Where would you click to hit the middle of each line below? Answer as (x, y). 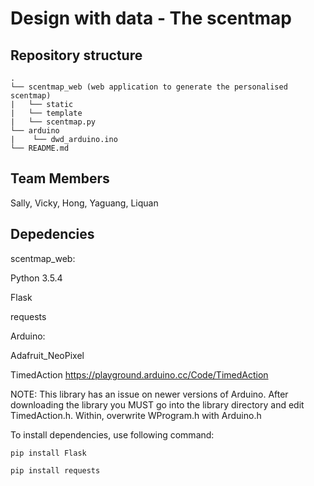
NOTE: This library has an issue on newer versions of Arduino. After (149, 394)
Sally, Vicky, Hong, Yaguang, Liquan (84, 203)
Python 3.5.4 (36, 278)
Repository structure (76, 55)
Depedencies (52, 234)
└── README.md (40, 148)
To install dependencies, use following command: (112, 434)
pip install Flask (48, 453)
